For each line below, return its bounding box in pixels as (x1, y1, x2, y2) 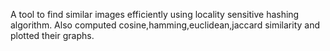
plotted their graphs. (10, 30, 95, 41)
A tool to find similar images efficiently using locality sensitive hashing (10, 9, 300, 20)
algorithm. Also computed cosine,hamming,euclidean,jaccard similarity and (10, 19, 321, 31)
